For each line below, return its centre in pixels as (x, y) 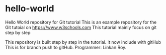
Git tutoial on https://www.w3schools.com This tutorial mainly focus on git (81, 27)
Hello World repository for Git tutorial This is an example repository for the (81, 22)
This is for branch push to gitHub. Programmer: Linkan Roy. (66, 47)
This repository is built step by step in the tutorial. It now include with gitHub (83, 42)
